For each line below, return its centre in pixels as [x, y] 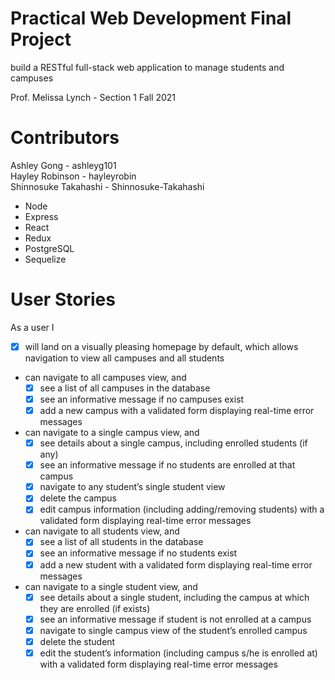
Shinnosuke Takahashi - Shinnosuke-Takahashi [107, 186]
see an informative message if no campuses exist [142, 399]
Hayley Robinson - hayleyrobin [73, 176]
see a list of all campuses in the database [125, 388]
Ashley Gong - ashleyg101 [63, 165]
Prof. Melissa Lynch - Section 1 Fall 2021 [93, 97]
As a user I [32, 327]
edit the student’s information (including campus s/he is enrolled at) [178, 653]
